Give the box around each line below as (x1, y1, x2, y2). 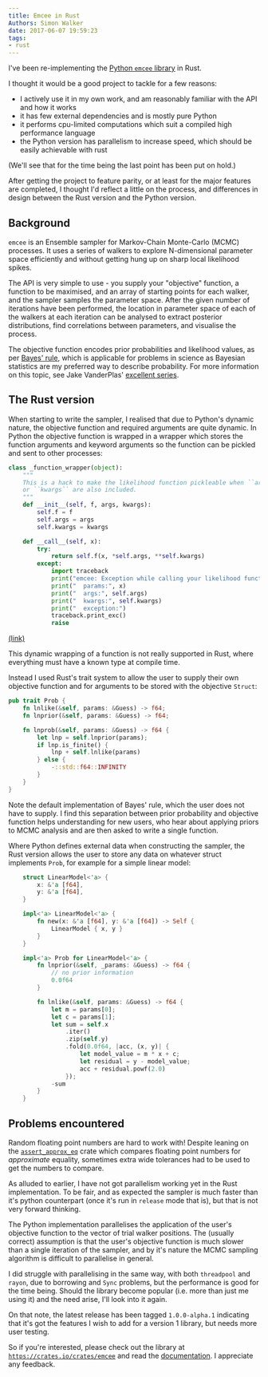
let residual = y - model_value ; (79, 1057, 191, 1066)
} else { (37, 756, 66, 764)
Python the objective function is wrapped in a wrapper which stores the (8, 431, 243, 441)
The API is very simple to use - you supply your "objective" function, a (8, 278, 239, 287)
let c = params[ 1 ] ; (50, 1013, 116, 1021)
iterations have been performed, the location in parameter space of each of (8, 303, 257, 313)
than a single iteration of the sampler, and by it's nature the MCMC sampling (8, 1244, 258, 1254)
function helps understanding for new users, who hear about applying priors (8, 817, 259, 826)
